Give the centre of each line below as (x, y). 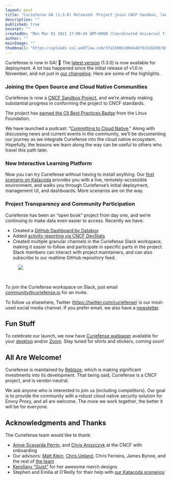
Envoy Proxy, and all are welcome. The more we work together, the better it (84, 401)
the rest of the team (33, 461)
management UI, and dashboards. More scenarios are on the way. (75, 191)
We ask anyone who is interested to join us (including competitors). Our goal (85, 391)
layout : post (19, 10)
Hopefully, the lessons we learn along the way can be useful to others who (83, 145)
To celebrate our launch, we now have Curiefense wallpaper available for (82, 336)
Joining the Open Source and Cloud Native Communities (76, 86)
